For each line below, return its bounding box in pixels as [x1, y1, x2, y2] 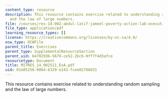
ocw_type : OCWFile [5, 40, 43, 45]
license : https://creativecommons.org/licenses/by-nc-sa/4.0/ [5, 35, 137, 40]
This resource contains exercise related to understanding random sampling [5, 81, 160, 87]
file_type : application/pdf [5, 26, 64, 31]
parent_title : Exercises [5, 44, 57, 49]
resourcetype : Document [5, 58, 55, 63]
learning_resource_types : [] [5, 30, 66, 35]
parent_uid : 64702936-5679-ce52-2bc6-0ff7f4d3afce [5, 53, 113, 59]
